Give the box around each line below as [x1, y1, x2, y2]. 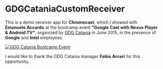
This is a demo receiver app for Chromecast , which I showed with [5, 19, 138, 25]
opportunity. [5, 58, 30, 64]
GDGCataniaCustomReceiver [5, 3, 125, 14]
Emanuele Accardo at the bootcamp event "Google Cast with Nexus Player [5, 24, 158, 30]
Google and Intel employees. [5, 35, 63, 41]
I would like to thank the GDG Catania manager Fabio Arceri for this [5, 53, 140, 59]
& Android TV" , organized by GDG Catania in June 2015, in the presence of [5, 29, 156, 35]
